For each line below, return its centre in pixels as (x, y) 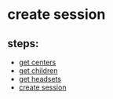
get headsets (40, 79)
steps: (23, 44)
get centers (37, 62)
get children (38, 71)
